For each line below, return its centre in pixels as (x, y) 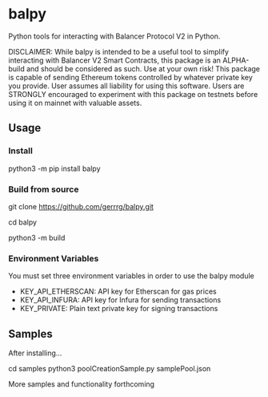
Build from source (44, 189)
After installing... (35, 353)
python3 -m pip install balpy (55, 168)
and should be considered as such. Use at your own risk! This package (143, 68)
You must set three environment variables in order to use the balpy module (131, 276)
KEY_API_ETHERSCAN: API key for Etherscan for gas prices (118, 292)
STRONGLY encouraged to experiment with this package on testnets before (133, 94)
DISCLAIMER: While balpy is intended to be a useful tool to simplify (119, 51)
